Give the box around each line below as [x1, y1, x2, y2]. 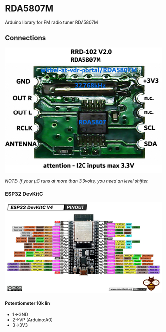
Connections [5, 34, 46, 42]
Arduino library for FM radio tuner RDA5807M [5, 19, 98, 25]
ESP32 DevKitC [5, 190, 43, 197]
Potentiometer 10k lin [5, 300, 50, 306]
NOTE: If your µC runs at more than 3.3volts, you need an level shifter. [5, 178, 149, 184]
